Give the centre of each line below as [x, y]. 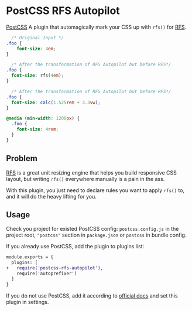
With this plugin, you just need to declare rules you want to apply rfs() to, [95, 190]
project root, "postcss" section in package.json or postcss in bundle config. [96, 235]
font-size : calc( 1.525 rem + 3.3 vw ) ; [56, 102]
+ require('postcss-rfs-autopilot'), [55, 268]
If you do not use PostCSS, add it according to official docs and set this [92, 295]
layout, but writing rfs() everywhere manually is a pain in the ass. [85, 179]
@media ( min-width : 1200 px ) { [43, 118]
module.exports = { [30, 257]
